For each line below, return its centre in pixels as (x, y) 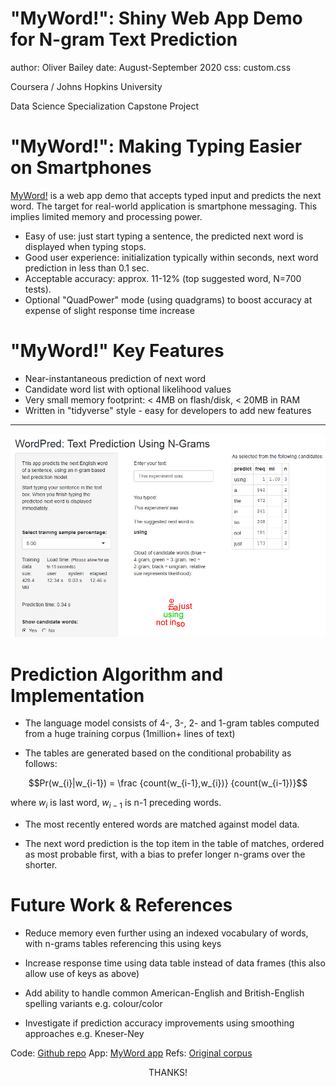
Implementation (77, 695)
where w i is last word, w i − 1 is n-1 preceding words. (116, 804)
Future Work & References (121, 905)
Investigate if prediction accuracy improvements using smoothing (159, 1023)
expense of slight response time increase (109, 310)
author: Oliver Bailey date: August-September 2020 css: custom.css (151, 67)
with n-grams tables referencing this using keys (123, 944)
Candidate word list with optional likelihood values (128, 389)
